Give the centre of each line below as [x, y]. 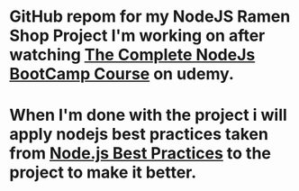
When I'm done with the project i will [149, 115]
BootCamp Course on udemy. [122, 74]
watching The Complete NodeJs [132, 55]
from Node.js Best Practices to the [140, 154]
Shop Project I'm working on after [137, 36]
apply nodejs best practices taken [139, 135]
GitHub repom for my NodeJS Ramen [150, 17]
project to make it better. [103, 173]
